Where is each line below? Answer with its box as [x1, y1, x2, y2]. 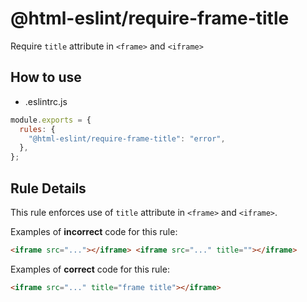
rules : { [19, 124, 56, 134]
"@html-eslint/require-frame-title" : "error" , [28, 133, 226, 144]
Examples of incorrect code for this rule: [10, 225, 178, 237]
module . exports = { [10, 115, 92, 125]
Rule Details [10, 180, 87, 197]
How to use [10, 69, 82, 86]
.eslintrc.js [24, 95, 68, 107]
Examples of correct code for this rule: [10, 263, 170, 275]
